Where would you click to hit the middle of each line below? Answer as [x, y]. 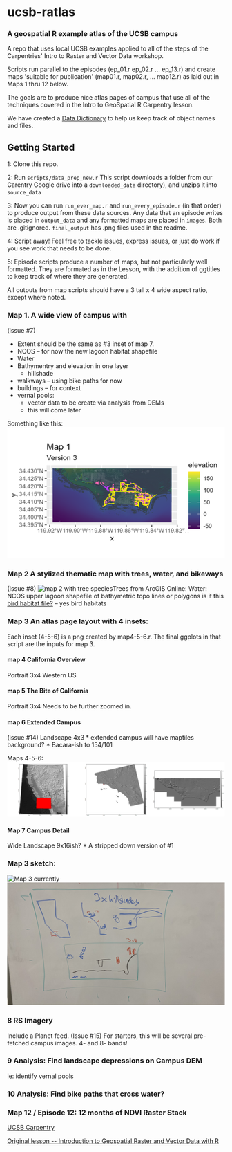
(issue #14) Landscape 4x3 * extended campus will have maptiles [101, 738]
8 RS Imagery [30, 1021]
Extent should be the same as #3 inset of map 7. [85, 344]
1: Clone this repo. [33, 164]
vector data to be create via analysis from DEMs [96, 403]
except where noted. [37, 298]
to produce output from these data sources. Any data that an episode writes [115, 213]
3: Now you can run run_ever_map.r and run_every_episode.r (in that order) [115, 205]
